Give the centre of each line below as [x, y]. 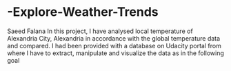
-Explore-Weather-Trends [83, 12]
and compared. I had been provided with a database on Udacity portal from [114, 45]
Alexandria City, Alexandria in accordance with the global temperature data [114, 38]
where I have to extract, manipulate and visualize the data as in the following [115, 53]
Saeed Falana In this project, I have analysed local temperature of [100, 31]
